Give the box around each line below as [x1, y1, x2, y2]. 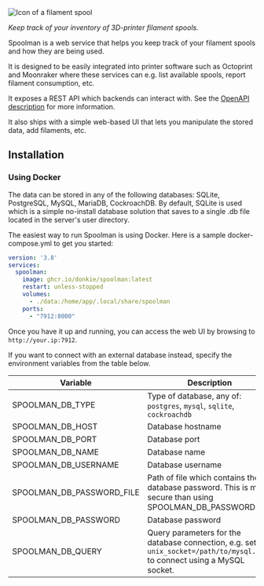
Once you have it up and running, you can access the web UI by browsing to [8, 326, 255, 336]
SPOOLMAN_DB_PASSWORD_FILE [12, 487, 140, 498]
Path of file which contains [147, 472, 246, 483]
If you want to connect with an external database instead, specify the [8, 350, 233, 359]
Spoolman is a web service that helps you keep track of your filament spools [8, 39, 256, 47]
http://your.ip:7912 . [8, 334, 78, 345]
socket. [147, 564, 174, 575]
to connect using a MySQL [147, 555, 245, 566]
